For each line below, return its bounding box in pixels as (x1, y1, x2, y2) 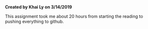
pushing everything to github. (5, 19, 64, 24)
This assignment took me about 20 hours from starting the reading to (5, 14, 143, 19)
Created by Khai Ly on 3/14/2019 (5, 4, 72, 10)
